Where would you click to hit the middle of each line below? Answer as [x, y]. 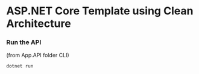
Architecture [39, 24]
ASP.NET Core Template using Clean [100, 11]
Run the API [24, 42]
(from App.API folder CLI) [38, 55]
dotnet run [20, 66]
